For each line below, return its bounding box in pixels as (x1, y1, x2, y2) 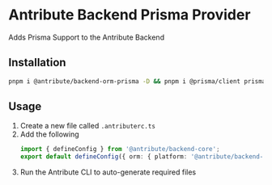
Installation (8, 56, 66, 69)
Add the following (19, 129, 79, 139)
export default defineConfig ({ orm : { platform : (19, 153, 188, 161)
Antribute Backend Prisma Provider (8, 6, 251, 24)
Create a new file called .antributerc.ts (19, 121, 156, 131)
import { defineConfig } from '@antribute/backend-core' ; (19, 145, 220, 153)
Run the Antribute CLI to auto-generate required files (19, 167, 197, 177)
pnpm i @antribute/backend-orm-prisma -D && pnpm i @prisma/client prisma (8, 77, 266, 86)
